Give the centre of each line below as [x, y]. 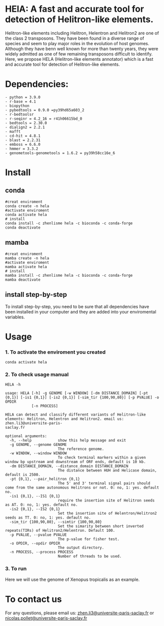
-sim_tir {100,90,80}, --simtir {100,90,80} [56, 522]
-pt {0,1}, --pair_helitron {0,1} [45, 479]
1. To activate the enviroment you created [55, 352]
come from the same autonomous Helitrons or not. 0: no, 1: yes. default [82, 488]
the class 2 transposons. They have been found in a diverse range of [75, 38]
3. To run [16, 569]
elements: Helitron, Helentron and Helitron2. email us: [65, 419]
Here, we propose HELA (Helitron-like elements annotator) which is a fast [79, 59]
